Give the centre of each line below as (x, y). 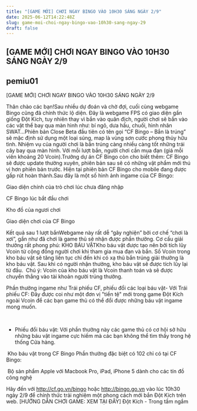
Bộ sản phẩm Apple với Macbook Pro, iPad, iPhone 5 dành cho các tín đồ (96, 371)
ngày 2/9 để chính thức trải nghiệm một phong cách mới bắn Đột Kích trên (96, 395)
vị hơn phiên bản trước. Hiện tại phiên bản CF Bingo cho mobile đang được (96, 169)
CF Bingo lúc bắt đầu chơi (37, 199)
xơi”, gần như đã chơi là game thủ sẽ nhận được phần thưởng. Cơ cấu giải (95, 239)
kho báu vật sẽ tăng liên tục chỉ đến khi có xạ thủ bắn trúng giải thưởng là (95, 258)
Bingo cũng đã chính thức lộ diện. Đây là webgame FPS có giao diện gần (94, 113)
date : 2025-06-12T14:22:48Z (41, 17)
